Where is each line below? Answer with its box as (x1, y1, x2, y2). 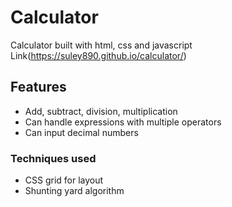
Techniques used (10, 151, 97, 165)
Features (10, 79, 67, 96)
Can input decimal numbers (24, 126, 139, 138)
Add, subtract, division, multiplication (24, 105, 178, 117)
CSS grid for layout (24, 174, 104, 186)
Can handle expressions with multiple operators (24, 116, 222, 128)
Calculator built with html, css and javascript (10, 39, 193, 51)
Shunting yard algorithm (24, 185, 125, 197)
